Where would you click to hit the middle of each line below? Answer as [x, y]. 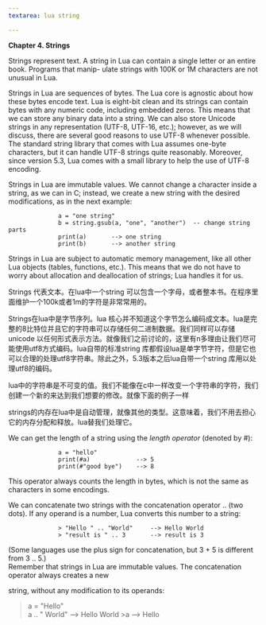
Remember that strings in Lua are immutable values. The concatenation [125, 566]
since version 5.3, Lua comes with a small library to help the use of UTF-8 [129, 161]
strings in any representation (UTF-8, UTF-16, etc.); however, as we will [125, 126]
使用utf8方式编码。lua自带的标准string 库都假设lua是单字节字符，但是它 [132, 348]
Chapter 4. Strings [39, 45]
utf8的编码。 [36, 368]
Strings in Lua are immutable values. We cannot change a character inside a [133, 184]
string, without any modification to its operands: [87, 590]
